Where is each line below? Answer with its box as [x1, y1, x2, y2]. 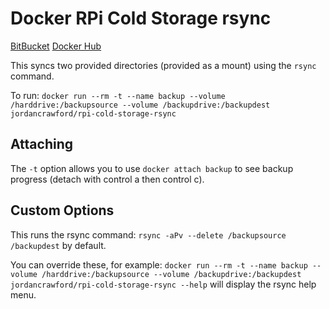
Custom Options [10, 202, 115, 219]
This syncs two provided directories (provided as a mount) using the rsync [10, 59, 317, 71]
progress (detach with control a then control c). [10, 173, 205, 185]
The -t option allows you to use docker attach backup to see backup [10, 162, 294, 174]
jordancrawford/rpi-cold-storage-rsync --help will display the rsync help [10, 278, 317, 290]
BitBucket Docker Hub [10, 40, 102, 52]
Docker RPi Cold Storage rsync [10, 7, 272, 30]
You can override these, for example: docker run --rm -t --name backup [10, 258, 308, 271]
